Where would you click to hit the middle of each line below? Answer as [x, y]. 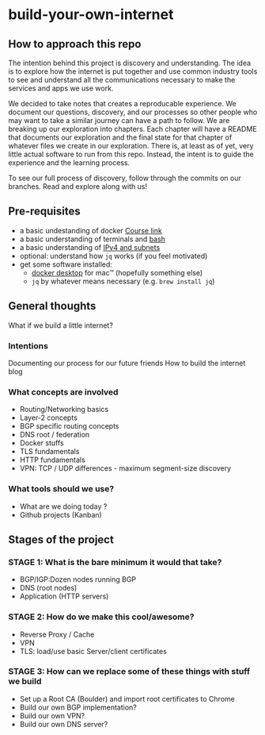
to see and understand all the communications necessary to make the [122, 80]
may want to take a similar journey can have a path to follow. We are [119, 120]
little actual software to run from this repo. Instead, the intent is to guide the [131, 154]
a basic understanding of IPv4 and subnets [90, 247]
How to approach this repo [75, 44]
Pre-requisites [44, 212]
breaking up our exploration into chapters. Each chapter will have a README [132, 129]
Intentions [28, 345]
